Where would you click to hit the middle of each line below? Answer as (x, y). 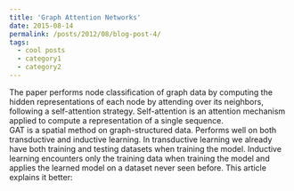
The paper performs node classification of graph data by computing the (141, 92)
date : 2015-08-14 (41, 26)
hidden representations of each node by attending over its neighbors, (137, 101)
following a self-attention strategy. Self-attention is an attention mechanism (147, 111)
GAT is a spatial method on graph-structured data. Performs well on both (143, 130)
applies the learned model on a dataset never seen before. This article (138, 167)
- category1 (40, 59)
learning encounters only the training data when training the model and (139, 158)
